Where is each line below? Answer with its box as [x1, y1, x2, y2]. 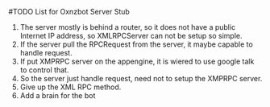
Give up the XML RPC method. [19, 82, 122, 92]
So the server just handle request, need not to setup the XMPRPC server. [19, 74, 263, 83]
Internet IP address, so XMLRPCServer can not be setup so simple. [19, 31, 243, 40]
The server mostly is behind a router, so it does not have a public [19, 23, 236, 31]
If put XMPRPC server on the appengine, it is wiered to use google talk [19, 56, 255, 66]
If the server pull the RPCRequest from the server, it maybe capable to [19, 39, 254, 49]
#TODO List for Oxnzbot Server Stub [8, 7, 131, 16]
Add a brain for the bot [19, 91, 96, 100]
